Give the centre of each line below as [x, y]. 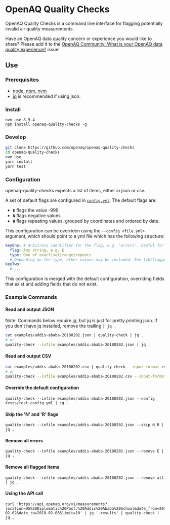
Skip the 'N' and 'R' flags [32, 414]
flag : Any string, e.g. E [37, 250]
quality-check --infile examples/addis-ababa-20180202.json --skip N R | [85, 425]
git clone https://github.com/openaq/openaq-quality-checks [70, 148]
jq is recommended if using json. [47, 96]
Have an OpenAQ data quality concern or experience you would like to [79, 39]
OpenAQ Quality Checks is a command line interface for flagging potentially [84, 23]
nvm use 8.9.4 [20, 120]
